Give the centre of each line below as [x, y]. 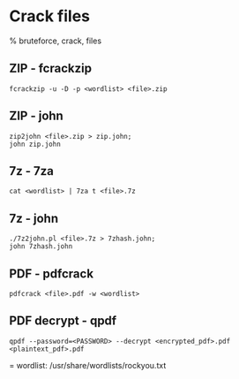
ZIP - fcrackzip [51, 68]
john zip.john [35, 144]
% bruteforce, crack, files [56, 41]
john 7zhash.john [41, 246]
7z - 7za [32, 171]
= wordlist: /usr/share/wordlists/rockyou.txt [88, 365]
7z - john [34, 218]
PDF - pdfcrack [52, 273]
